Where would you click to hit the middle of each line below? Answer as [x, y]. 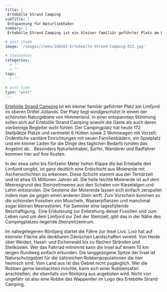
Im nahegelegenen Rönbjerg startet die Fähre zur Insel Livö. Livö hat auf [79, 231]
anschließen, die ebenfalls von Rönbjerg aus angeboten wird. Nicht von [78, 274]
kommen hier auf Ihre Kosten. [35, 154]
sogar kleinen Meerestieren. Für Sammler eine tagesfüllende [67, 206]
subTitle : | [17, 19]
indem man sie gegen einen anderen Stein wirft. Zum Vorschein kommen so [83, 195]
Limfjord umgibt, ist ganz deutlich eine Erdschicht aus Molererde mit [75, 169]
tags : [11, 74]
